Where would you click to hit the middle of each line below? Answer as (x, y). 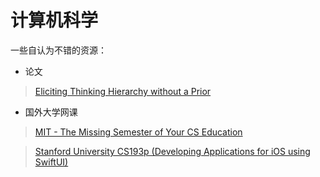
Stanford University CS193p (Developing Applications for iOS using (172, 151)
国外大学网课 (51, 112)
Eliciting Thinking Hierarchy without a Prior (123, 91)
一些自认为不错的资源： (58, 50)
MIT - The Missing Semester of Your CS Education (138, 132)
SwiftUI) (51, 162)
